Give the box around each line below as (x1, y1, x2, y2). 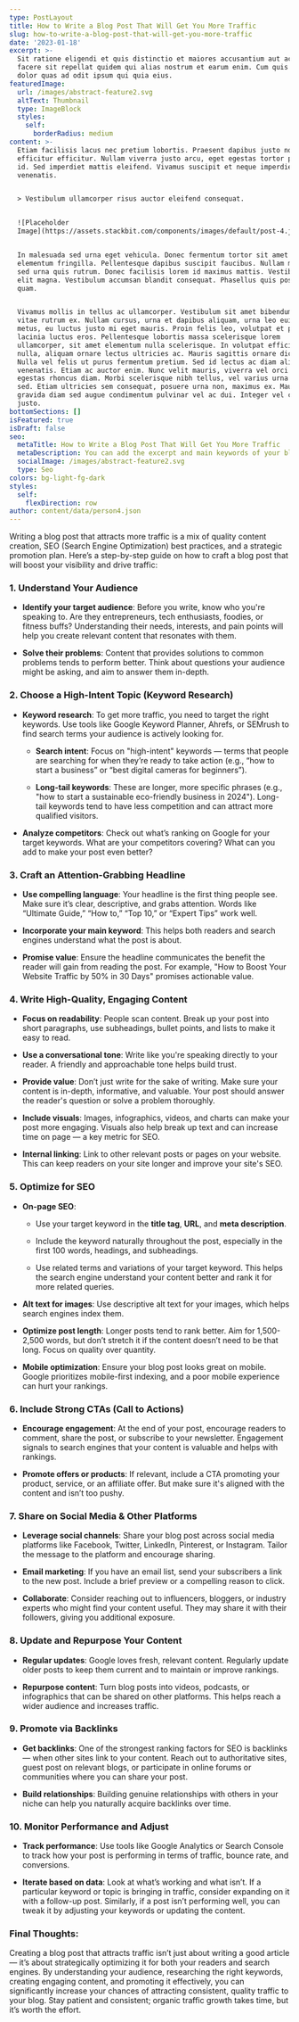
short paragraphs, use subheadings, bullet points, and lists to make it (21, 1023, 276, 1034)
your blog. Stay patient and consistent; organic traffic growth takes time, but (9, 1995, 289, 2006)
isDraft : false (9, 424, 66, 433)
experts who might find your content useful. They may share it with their (21, 1603, 287, 1613)
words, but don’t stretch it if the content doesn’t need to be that (45, 1334, 279, 1345)
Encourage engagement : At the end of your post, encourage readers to (21, 1423, 287, 1433)
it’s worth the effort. (9, 2004, 82, 2016)
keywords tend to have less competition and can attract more (48, 800, 273, 812)
